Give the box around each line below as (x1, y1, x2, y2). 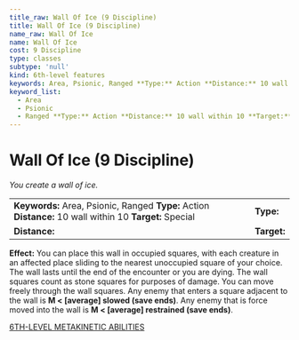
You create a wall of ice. (9, 179, 99, 191)
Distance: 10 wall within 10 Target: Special (13, 210, 196, 223)
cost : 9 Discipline (9, 46, 82, 55)
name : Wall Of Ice (9, 37, 77, 47)
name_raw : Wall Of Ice (9, 29, 93, 38)
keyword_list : (9, 87, 62, 96)
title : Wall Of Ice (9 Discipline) (9, 21, 141, 30)
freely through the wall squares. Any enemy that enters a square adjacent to (9, 286, 288, 297)
